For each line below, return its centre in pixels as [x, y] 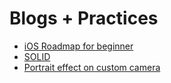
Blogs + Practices [84, 18]
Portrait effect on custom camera [92, 67]
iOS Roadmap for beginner [78, 46]
